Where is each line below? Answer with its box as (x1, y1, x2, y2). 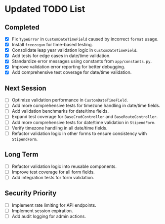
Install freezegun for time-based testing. (11, 42, 93, 48)
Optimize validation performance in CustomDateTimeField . (11, 97, 128, 103)
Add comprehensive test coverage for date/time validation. (11, 69, 132, 75)
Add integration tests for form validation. (11, 174, 94, 180)
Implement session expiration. (11, 208, 73, 214)
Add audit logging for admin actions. (11, 213, 86, 219)
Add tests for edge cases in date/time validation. (11, 53, 111, 59)
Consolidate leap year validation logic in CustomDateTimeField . (11, 47, 138, 53)
